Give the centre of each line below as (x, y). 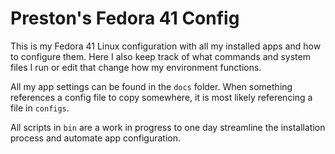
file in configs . (40, 108)
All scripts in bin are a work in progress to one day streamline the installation (168, 127)
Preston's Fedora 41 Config (125, 18)
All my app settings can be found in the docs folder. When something (151, 86)
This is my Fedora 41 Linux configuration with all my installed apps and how (166, 46)
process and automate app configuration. (96, 138)
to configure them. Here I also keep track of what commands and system (160, 56)
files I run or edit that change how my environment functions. (136, 67)
